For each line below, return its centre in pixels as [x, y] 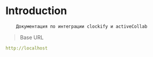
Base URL [32, 37]
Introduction [36, 11]
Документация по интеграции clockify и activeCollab [82, 26]
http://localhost [27, 48]
